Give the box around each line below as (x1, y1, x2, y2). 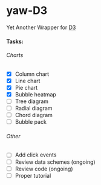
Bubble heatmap (15, 90, 56, 98)
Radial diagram (15, 104, 53, 112)
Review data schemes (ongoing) (15, 158, 96, 166)
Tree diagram (15, 98, 49, 105)
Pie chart (15, 84, 38, 91)
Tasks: (6, 38, 24, 45)
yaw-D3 (6, 4, 48, 18)
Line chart (15, 77, 41, 84)
